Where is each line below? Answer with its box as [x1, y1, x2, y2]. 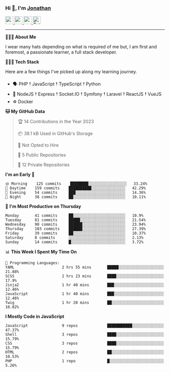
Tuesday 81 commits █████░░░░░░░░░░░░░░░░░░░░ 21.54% [5, 218, 146, 223]
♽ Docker [12, 98, 33, 105]
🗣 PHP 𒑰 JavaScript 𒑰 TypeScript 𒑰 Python [12, 81, 101, 87]
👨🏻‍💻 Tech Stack [5, 59, 39, 65]
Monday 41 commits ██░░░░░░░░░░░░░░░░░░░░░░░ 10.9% [5, 213, 144, 219]
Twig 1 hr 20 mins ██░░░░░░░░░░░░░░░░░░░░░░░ [5, 300, 164, 305]
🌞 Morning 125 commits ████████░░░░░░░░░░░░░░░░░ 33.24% [5, 181, 148, 186]
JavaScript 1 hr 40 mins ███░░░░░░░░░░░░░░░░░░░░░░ [5, 291, 164, 297]
